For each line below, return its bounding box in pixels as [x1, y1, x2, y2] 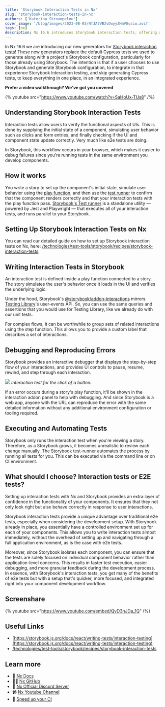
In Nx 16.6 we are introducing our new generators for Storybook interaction [5, 44, 157, 49]
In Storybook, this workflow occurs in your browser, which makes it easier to [5, 146, 160, 153]
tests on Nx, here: [5, 243, 41, 249]
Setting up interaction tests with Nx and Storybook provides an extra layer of [5, 493, 160, 499]
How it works [5, 171, 46, 180]
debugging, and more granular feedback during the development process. [5, 565, 156, 571]
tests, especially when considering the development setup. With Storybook [5, 518, 157, 525]
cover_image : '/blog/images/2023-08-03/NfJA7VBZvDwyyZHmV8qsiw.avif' [5, 21, 151, 26]
